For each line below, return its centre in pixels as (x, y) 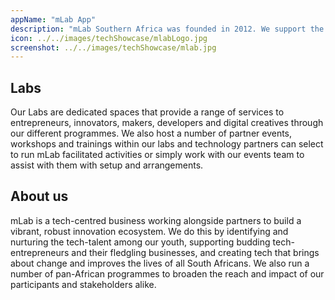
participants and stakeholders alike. (83, 284)
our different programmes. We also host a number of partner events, (151, 133)
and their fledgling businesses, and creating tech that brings (195, 252)
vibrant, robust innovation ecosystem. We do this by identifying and (149, 231)
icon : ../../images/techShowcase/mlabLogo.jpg (109, 38)
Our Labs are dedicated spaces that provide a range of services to (147, 112)
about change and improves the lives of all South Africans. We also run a (160, 263)
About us (39, 196)
